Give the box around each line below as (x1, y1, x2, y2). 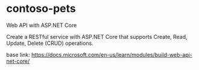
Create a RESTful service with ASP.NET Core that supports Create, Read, (6, 33, 188, 40)
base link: (6, 51, 30, 58)
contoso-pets (6, 2, 77, 16)
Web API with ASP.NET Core (6, 22, 77, 29)
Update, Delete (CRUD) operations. (6, 39, 93, 47)
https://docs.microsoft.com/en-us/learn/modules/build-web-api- (31, 51, 193, 58)
